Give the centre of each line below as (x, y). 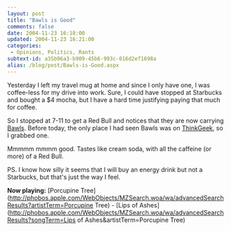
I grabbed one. (28, 135)
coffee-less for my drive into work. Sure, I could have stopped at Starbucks (114, 92)
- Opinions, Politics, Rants (52, 53)
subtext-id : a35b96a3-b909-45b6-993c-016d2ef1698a (82, 59)
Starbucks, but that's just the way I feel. (64, 177)
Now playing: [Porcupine (43, 190)
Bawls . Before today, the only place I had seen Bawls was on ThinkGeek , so (115, 128)
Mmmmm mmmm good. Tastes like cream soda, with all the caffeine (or (109, 148)
